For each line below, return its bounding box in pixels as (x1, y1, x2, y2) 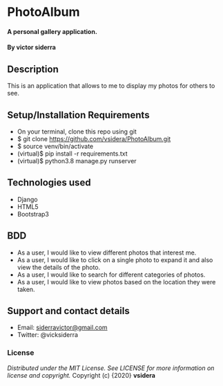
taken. (17, 285, 36, 293)
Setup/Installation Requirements (7, 109, 150, 121)
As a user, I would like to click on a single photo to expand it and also (17, 255, 213, 264)
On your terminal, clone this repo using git (17, 127, 137, 136)
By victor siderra (7, 43, 57, 52)
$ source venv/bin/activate (17, 143, 94, 150)
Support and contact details (7, 305, 130, 317)
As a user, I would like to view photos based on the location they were (17, 277, 216, 286)
